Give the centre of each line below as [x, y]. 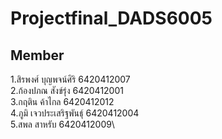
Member [37, 55]
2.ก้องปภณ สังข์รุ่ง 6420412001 [67, 90]
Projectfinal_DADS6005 [111, 18]
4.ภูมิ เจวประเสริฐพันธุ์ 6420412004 [75, 113]
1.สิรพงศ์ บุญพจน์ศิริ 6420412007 [70, 79]
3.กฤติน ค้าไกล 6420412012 [62, 101]
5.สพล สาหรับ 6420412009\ [62, 124]
